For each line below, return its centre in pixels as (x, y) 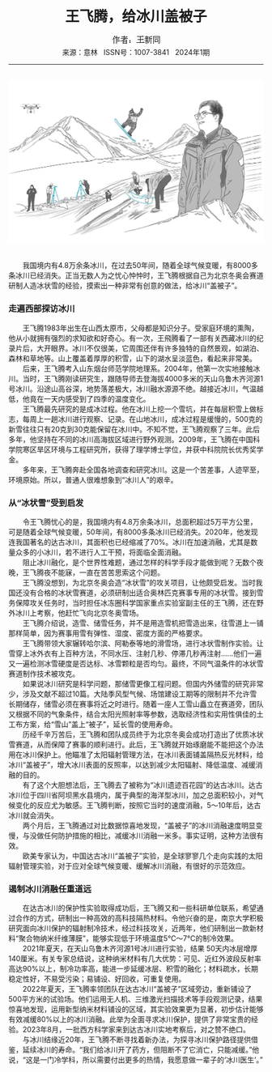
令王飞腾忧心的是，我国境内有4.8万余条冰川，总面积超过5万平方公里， (140, 521)
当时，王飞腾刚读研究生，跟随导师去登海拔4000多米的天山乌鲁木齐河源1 (143, 378)
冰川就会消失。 (33, 815)
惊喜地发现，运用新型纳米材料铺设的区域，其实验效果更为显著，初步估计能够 (136, 1010)
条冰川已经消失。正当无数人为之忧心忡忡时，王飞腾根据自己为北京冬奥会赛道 (136, 275)
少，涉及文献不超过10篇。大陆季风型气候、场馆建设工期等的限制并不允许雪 (133, 694)
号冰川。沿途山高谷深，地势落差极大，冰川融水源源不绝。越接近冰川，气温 (132, 389)
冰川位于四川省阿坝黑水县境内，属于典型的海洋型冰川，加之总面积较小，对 (132, 795)
